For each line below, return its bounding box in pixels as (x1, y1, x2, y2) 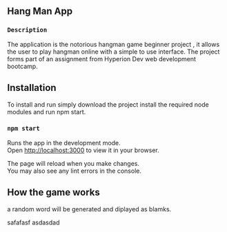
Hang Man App (7, 6, 73, 17)
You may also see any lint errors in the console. (7, 167, 141, 175)
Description (7, 26, 48, 34)
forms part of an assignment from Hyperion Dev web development (7, 54, 197, 63)
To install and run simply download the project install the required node (7, 100, 209, 109)
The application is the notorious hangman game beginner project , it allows (7, 40, 220, 48)
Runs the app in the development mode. (7, 138, 121, 147)
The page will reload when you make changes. (7, 159, 140, 167)
